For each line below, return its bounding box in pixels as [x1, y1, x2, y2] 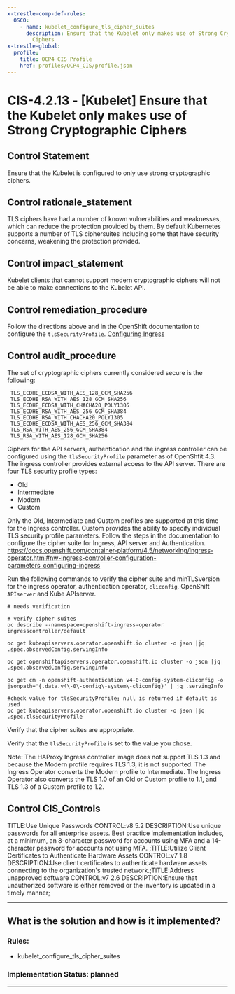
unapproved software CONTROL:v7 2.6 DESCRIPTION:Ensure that [7, 873, 197, 882]
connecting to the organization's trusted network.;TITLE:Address [7, 866, 194, 874]
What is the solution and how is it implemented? [7, 915, 220, 927]
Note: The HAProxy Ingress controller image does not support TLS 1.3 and [7, 752, 221, 761]
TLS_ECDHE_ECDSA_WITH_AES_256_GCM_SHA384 [10, 420, 133, 427]
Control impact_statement [7, 257, 124, 269]
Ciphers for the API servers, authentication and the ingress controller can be [7, 444, 227, 453]
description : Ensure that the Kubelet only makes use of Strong [25, 29, 218, 37]
